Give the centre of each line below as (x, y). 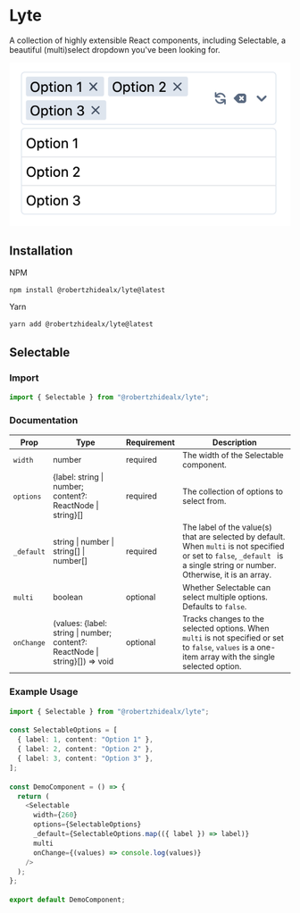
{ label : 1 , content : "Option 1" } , (85, 740)
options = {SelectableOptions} (87, 825)
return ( (33, 796)
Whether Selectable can (226, 587)
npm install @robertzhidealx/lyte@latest (87, 290)
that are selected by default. (234, 537)
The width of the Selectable (233, 455)
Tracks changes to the (224, 618)
